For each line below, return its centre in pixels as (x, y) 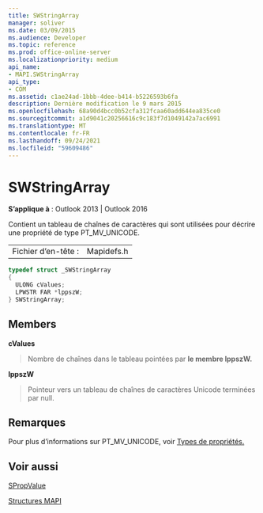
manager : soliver (37, 23)
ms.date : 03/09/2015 (42, 30)
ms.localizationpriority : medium (63, 60)
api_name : (24, 67)
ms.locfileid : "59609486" (51, 148)
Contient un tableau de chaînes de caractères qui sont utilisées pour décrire (132, 224)
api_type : (24, 82)
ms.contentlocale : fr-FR (49, 133)
